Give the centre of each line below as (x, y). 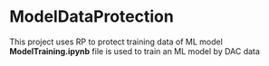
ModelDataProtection (91, 17)
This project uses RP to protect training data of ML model (116, 42)
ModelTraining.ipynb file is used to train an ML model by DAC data (135, 51)
